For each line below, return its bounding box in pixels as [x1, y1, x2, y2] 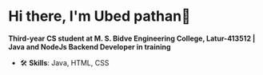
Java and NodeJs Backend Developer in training [8, 41, 171, 51]
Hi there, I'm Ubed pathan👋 [8, 7, 191, 26]
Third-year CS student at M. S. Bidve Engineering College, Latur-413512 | [8, 34, 256, 43]
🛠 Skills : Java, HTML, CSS [19, 57, 110, 67]
